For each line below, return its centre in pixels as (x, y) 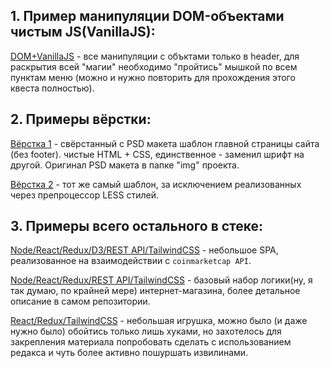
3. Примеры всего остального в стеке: (137, 226)
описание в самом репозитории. (80, 301)
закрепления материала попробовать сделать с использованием (151, 342)
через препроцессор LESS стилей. (84, 195)
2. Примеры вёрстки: (81, 119)
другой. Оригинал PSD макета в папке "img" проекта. (125, 165)
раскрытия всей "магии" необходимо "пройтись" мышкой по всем (154, 66)
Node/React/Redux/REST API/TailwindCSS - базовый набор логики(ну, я (161, 280)
